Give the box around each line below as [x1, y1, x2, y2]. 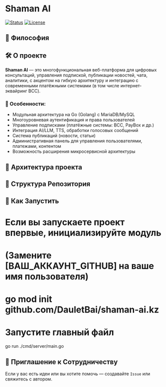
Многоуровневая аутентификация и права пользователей [12, 117, 135, 123]
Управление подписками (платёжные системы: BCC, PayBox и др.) [12, 122, 155, 128]
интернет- [120, 83, 142, 89]
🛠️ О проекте [5, 51, 47, 60]
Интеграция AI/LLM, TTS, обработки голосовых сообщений [12, 128, 139, 133]
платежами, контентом [12, 143, 61, 149]
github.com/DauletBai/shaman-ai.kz [5, 304, 160, 316]
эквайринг [5, 88, 27, 94]
